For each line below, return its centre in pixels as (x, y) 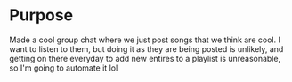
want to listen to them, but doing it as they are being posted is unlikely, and (146, 48)
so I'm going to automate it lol (64, 68)
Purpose (41, 15)
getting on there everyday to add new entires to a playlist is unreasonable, (145, 58)
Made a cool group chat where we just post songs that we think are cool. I (145, 40)
